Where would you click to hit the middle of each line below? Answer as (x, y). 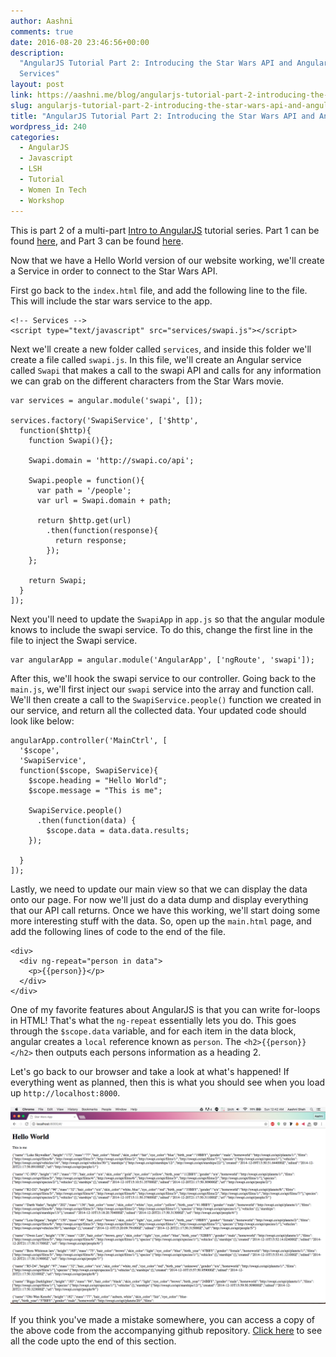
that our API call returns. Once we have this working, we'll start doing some (165, 910)
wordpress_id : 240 (48, 126)
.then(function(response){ (102, 530)
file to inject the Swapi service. (74, 640)
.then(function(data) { (86, 820)
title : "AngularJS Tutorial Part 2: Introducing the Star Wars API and (162, 116)
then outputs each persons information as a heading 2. (148, 1052)
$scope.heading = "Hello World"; (98, 780)
